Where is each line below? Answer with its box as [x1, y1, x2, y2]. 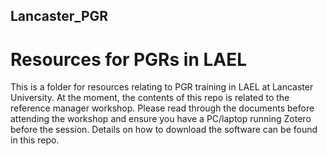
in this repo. [10, 134, 60, 146]
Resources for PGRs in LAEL [10, 48, 248, 71]
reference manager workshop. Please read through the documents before [10, 102, 315, 114]
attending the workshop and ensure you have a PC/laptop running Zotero [10, 113, 312, 125]
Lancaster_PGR [10, 8, 109, 25]
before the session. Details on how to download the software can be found [10, 124, 318, 136]
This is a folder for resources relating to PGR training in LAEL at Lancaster [10, 81, 314, 93]
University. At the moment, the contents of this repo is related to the [10, 92, 290, 104]
